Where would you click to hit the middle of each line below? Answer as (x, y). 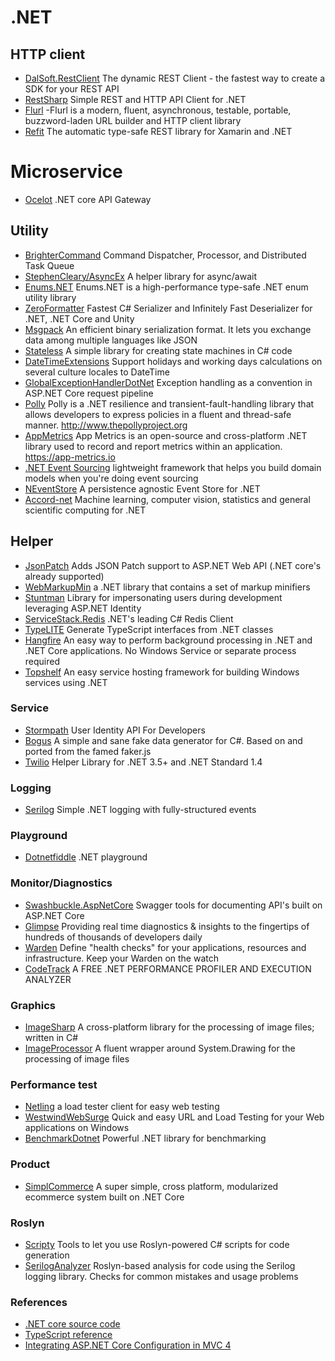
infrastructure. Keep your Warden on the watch (122, 958)
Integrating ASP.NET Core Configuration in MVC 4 (128, 1345)
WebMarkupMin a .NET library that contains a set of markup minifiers (167, 587)
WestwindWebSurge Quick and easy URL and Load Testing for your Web (174, 1117)
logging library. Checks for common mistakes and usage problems (161, 1276)
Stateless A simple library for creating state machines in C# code (158, 350)
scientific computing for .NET (85, 510)
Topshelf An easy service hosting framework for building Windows (162, 672)
